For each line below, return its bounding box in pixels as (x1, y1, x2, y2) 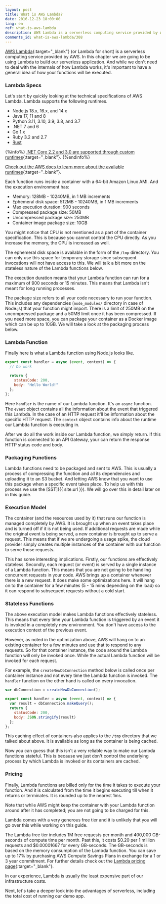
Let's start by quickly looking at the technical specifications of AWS (5, 93, 142, 99)
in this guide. (5, 491, 32, 497)
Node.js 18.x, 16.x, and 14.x (12, 108, 68, 114)
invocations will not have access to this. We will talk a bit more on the (5, 260, 146, 266)
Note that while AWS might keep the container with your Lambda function (5, 802, 155, 808)
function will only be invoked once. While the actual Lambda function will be (5, 653, 160, 659)
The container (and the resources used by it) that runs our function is (5, 515, 146, 521)
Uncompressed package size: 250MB (12, 215, 89, 221)
